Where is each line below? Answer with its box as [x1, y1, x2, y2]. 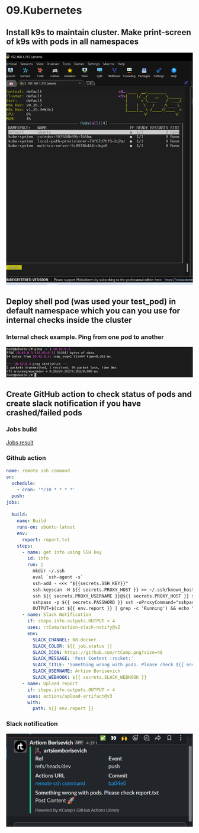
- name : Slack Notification [21, 612, 92, 618]
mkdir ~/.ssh [32, 568, 65, 574]
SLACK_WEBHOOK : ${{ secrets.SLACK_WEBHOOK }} [32, 675, 147, 681]
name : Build [17, 518, 46, 524]
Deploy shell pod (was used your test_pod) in [6, 297, 176, 307]
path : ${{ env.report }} [32, 705, 94, 712]
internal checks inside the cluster [6, 315, 132, 325]
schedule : [11, 480, 36, 487]
